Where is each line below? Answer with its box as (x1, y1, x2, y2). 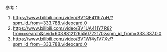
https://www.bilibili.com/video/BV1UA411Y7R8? (12, 25, 112, 31)
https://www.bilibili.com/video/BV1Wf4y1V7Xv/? (12, 36, 114, 42)
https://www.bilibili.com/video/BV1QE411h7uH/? (12, 15, 114, 20)
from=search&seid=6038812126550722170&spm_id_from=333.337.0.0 (12, 31, 162, 36)
